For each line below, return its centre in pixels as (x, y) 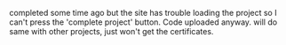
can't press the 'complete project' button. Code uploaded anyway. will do (143, 22)
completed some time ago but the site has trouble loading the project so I (143, 13)
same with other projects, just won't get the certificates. (111, 31)
